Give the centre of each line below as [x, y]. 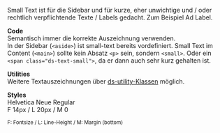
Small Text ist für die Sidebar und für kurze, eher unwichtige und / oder [110, 10]
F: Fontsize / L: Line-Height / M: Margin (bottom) [65, 123]
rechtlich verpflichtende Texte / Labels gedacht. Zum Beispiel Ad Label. [110, 17]
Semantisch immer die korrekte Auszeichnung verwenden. [91, 38]
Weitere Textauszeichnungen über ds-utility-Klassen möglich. [96, 81]
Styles [17, 95]
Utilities [19, 74]
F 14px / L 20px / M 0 [38, 110]
